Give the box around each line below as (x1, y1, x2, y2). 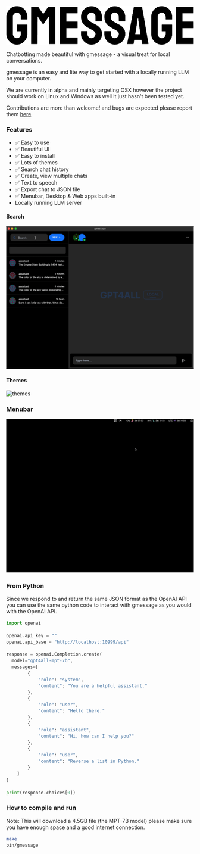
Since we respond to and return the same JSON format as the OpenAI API (6, 595, 187, 602)
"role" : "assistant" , (37, 727, 92, 733)
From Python (6, 581, 45, 590)
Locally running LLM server (14, 200, 82, 207)
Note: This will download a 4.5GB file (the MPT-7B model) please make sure (6, 817, 192, 824)
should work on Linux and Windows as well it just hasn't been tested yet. (6, 92, 185, 99)
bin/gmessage (6, 842, 39, 848)
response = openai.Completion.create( (6, 652, 102, 657)
